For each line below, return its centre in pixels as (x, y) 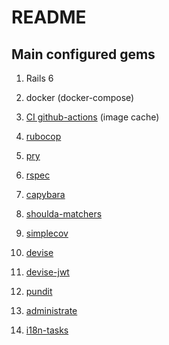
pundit (39, 291)
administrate (51, 310)
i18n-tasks (47, 330)
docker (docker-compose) (80, 97)
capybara (45, 194)
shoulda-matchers (64, 214)
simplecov (47, 233)
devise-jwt (47, 272)
